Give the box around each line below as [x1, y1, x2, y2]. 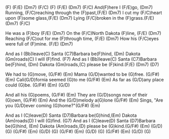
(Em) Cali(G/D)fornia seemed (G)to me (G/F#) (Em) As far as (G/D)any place [5, 77, 164, 82]
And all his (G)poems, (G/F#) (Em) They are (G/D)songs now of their [5, 92, 148, 98]
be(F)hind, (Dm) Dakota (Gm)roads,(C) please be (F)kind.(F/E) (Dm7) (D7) [5, 62, 159, 67]
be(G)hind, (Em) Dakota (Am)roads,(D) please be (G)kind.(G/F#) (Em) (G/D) [5, 123, 162, 129]
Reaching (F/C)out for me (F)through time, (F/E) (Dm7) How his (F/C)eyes [5, 35, 159, 41]
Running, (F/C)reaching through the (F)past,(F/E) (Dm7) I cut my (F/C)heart [5, 10, 162, 16]
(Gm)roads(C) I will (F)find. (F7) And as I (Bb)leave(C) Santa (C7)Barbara [5, 56, 157, 62]
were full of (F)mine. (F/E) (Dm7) [5, 41, 74, 47]
